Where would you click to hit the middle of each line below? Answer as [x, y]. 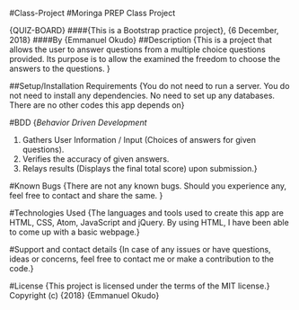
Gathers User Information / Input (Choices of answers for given [139, 140]
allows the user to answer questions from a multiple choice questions [138, 49]
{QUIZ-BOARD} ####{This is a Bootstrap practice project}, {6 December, [144, 30]
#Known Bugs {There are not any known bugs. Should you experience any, [148, 186]
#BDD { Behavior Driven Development [78, 122]
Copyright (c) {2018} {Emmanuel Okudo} [84, 295]
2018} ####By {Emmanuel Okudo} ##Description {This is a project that [141, 40]
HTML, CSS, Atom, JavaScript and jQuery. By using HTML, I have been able [149, 222]
